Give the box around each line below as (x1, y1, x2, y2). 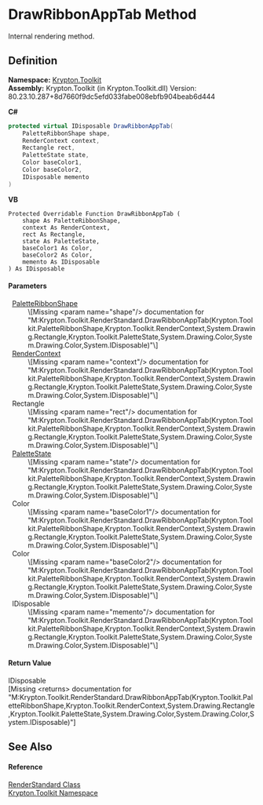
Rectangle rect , (22, 144, 76, 152)
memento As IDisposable (22, 257, 100, 266)
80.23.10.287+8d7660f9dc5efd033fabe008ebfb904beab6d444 (8, 92, 216, 101)
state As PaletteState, (22, 237, 100, 245)
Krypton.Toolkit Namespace (8, 788, 98, 797)
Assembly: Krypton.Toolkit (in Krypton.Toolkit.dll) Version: (8, 83, 197, 93)
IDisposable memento (22, 173, 89, 181)
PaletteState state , (22, 151, 89, 159)
